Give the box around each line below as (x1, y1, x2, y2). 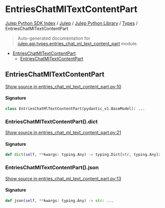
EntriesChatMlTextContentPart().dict (5, 118, 98, 125)
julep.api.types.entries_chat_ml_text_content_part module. (17, 40, 138, 46)
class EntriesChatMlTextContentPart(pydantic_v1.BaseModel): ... (5, 106, 145, 111)
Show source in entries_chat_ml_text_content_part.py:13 (5, 175, 122, 181)
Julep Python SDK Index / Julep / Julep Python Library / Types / (5, 20, 138, 26)
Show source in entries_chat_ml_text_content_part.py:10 (5, 83, 122, 89)
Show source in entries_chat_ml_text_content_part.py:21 (5, 130, 122, 136)
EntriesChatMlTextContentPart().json (5, 164, 99, 171)
